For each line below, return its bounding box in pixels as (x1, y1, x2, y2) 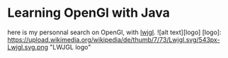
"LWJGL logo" (49, 43, 91, 51)
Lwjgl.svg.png (7, 43, 48, 51)
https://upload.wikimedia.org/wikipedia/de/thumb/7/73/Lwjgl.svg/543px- (7, 35, 221, 43)
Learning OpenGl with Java (7, 5, 170, 21)
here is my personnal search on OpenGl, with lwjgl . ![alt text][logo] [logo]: (7, 28, 222, 36)
